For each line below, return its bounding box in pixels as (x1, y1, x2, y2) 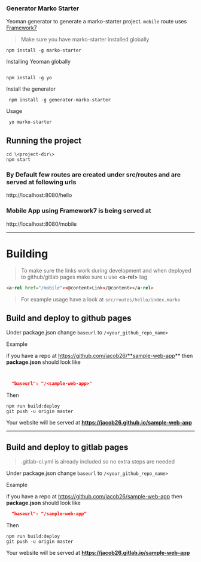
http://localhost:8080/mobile (6, 220, 77, 228)
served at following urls (6, 178, 77, 187)
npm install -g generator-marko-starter (8, 97, 111, 103)
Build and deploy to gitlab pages (6, 442, 129, 452)
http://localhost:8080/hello (6, 192, 72, 199)
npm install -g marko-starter (6, 47, 82, 53)
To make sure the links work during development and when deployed (20, 267, 191, 274)
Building (6, 247, 48, 261)
